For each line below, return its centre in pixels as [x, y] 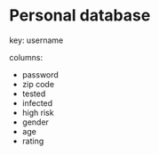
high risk [38, 112]
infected [37, 102]
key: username [36, 40]
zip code [38, 84]
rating [33, 141]
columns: [26, 57]
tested [34, 94]
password [40, 74]
